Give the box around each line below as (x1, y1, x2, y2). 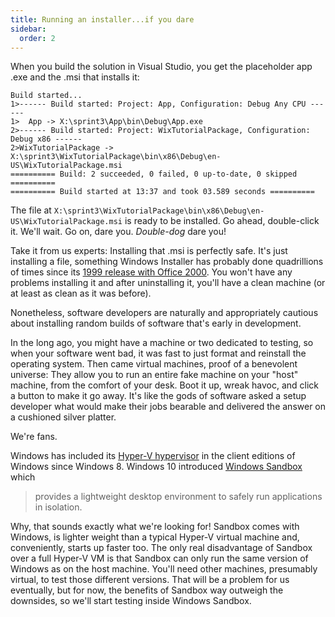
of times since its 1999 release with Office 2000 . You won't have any (10, 266, 293, 278)
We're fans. (10, 431, 58, 443)
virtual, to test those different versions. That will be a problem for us (10, 574, 290, 586)
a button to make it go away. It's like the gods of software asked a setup (10, 390, 307, 402)
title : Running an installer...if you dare (10, 14, 195, 25)
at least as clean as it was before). (10, 287, 152, 300)
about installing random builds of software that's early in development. (10, 317, 302, 330)
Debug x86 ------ (10, 134, 83, 145)
